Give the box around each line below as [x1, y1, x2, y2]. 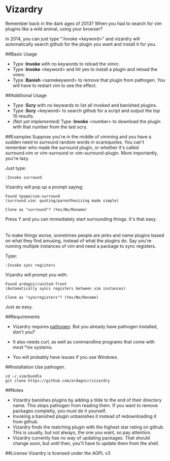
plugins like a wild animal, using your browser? [5, 25, 103, 32]
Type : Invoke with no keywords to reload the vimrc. [12, 61, 120, 67]
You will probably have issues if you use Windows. [12, 354, 118, 360]
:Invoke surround [5, 175, 42, 180]
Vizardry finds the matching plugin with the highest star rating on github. [12, 424, 165, 430]
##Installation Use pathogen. [5, 364, 66, 370]
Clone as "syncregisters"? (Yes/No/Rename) [5, 295, 99, 300]
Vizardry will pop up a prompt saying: [5, 184, 84, 190]
